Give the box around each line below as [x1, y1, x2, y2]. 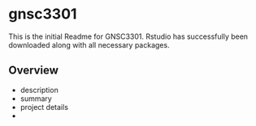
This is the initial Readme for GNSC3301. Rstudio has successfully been [8, 31, 249, 41]
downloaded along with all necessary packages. [8, 40, 170, 49]
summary [20, 94, 53, 103]
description [20, 85, 59, 94]
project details [20, 102, 69, 111]
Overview [8, 64, 59, 78]
